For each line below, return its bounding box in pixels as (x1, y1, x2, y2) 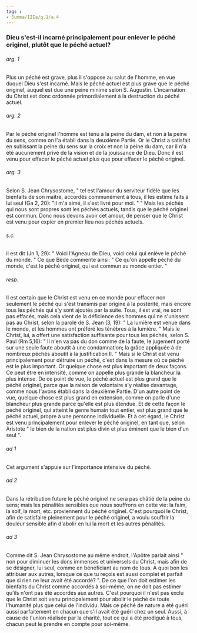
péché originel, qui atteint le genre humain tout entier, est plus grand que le (6, 407, 188, 414)
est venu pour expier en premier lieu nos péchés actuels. (6, 218, 144, 225)
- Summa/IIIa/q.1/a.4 (6, 14, 59, 20)
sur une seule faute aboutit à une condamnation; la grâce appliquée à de (6, 344, 182, 351)
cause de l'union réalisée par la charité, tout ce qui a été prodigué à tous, (6, 614, 183, 621)
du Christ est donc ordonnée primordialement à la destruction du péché (6, 92, 180, 99)
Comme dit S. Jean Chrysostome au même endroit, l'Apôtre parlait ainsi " (6, 552, 183, 559)
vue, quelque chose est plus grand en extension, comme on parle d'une (6, 394, 181, 401)
